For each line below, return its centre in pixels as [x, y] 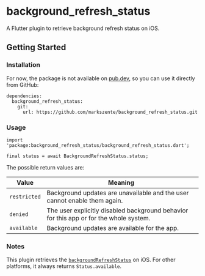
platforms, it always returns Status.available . [64, 266]
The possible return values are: [45, 167]
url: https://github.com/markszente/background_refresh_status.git [110, 112]
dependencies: [24, 96]
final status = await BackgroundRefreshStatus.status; [77, 156]
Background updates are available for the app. [113, 228]
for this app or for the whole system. [99, 218]
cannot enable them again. [85, 200]
